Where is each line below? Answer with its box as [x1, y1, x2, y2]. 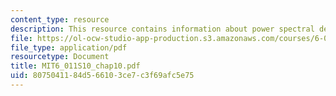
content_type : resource [10, 14, 110, 25]
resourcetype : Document [10, 52, 110, 62]
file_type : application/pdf [10, 42, 128, 53]
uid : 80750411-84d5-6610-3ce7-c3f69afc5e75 [10, 71, 195, 81]
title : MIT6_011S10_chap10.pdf [10, 61, 141, 71]
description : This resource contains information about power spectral [10, 24, 315, 34]
